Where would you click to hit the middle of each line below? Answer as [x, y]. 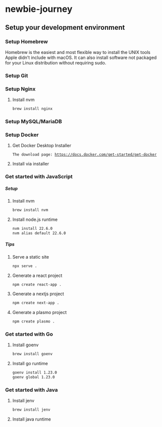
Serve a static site [31, 257]
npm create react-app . [37, 284]
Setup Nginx [20, 89]
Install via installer [31, 164]
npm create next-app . [36, 303]
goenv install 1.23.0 [34, 373]
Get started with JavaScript [39, 177]
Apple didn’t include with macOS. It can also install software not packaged [81, 57]
